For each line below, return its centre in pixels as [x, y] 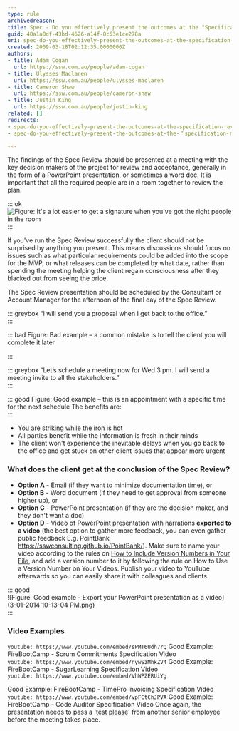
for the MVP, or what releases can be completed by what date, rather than [116, 263]
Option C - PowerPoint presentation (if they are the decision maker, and [123, 508]
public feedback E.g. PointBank [64, 538]
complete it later [31, 342]
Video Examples [36, 630]
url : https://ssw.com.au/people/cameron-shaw [83, 93]
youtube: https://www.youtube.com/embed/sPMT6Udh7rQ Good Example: [110, 646]
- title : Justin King [39, 101]
